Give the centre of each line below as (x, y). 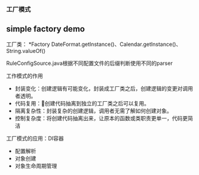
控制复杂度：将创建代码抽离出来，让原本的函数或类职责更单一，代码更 (101, 118)
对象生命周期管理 (36, 165)
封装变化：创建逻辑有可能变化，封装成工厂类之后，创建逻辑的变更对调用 (104, 88)
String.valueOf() (26, 51)
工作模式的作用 (25, 76)
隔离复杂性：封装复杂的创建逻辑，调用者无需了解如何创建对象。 (93, 111)
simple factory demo (46, 29)
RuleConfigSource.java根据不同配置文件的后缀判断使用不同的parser (90, 63)
